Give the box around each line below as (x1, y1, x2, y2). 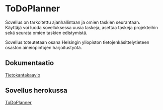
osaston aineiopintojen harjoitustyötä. (5, 44, 82, 50)
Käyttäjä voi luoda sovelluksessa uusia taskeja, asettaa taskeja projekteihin (5, 24, 158, 30)
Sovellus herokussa (5, 86, 68, 95)
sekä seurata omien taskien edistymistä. (5, 30, 88, 36)
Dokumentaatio (5, 59, 54, 67)
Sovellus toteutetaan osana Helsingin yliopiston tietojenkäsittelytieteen (5, 39, 150, 45)
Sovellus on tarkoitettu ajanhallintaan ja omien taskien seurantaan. (5, 19, 141, 25)
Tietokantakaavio (5, 72, 41, 78)
